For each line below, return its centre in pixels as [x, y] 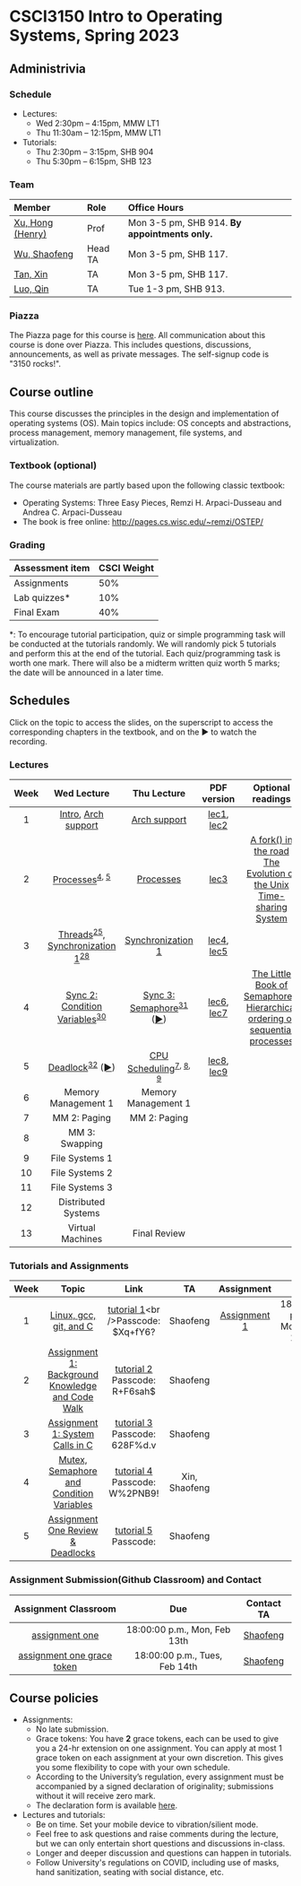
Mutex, [73, 1460]
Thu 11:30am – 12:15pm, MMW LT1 [98, 133]
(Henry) [30, 234]
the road [271, 851]
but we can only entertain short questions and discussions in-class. [160, 1844]
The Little [272, 973]
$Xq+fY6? [134, 1332]
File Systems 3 [82, 1187]
